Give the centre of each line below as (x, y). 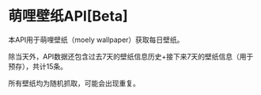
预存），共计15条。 (38, 66)
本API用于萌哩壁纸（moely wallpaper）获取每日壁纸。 (96, 40)
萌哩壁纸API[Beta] (68, 16)
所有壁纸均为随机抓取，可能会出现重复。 (74, 83)
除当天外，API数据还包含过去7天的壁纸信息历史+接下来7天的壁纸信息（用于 (131, 56)
